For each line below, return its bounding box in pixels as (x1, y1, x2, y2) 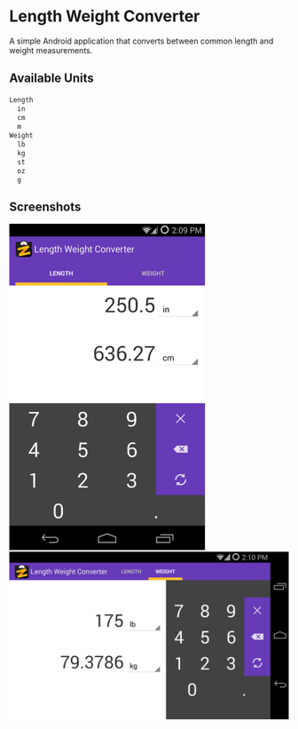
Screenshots (9, 200, 82, 215)
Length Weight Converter (9, 6, 200, 27)
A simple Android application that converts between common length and (9, 36, 274, 46)
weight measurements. (9, 44, 93, 55)
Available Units (9, 71, 95, 86)
